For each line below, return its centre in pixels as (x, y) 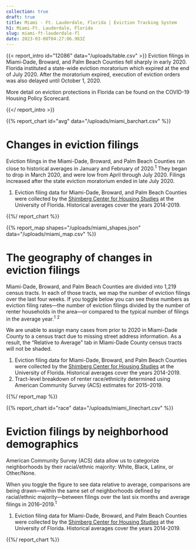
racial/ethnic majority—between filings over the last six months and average (98, 497)
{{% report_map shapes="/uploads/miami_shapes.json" (73, 228)
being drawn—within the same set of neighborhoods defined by (83, 491)
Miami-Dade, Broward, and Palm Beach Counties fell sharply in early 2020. (97, 62)
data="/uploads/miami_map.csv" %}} (51, 234)
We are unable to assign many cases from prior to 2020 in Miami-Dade (92, 330)
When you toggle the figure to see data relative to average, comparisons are (98, 485)
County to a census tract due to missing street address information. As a (94, 337)
